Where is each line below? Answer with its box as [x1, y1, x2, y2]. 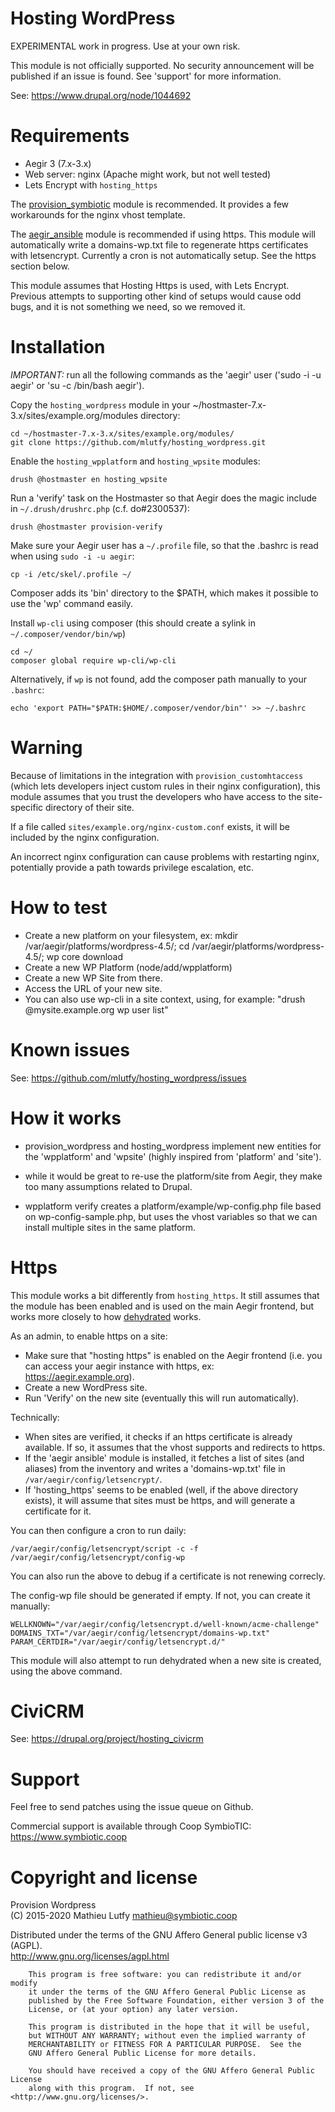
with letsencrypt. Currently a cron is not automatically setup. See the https [10, 249, 317, 261]
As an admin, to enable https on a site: [10, 1330, 168, 1342]
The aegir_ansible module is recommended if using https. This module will [10, 228, 316, 240]
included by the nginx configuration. [10, 831, 160, 843]
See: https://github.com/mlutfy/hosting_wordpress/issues [10, 1072, 247, 1084]
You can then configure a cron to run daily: [10, 1524, 187, 1536]
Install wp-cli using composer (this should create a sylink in [10, 617, 256, 629]
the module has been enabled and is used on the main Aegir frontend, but [10, 1300, 315, 1312]
